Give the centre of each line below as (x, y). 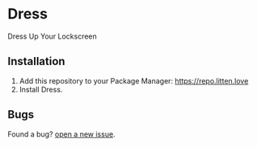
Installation (36, 61)
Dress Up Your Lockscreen (53, 36)
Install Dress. (41, 89)
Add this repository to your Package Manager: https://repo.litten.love (134, 80)
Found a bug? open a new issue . (61, 134)
